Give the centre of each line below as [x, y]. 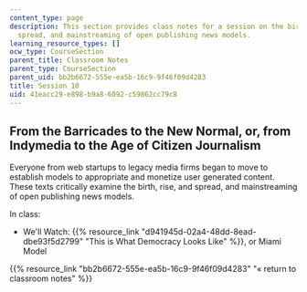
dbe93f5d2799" [53, 242]
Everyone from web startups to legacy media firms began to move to [139, 167]
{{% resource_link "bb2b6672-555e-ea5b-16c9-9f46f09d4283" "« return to [153, 269]
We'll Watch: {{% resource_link [81, 232]
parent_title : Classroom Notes [69, 60]
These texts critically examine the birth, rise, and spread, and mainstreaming [153, 187]
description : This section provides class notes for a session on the [147, 26]
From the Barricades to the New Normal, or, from [150, 131]
